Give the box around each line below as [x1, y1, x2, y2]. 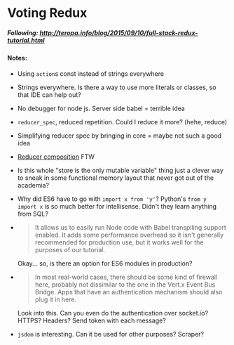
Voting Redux [7, 5, 88, 21]
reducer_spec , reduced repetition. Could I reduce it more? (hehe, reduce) [17, 117, 228, 126]
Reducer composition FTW [17, 152, 95, 161]
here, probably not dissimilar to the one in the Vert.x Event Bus [34, 280, 216, 289]
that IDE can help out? [17, 90, 82, 99]
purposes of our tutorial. [34, 245, 105, 254]
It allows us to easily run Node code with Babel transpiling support [34, 223, 226, 231]
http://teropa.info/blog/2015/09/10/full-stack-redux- [39, 28, 198, 37]
